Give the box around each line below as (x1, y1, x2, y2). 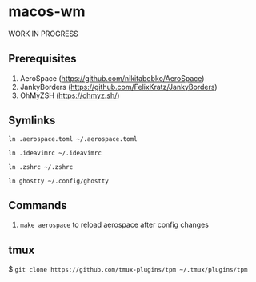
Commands (8, 199, 68, 212)
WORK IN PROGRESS (8, 29, 78, 38)
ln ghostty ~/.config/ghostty (8, 177, 110, 185)
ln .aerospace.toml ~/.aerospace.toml (8, 135, 138, 143)
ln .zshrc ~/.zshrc (8, 163, 74, 171)
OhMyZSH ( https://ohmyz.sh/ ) (19, 91, 120, 100)
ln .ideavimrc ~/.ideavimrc (8, 149, 102, 157)
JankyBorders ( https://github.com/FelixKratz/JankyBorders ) (19, 82, 218, 91)
